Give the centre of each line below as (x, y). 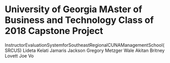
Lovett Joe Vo (19, 56)
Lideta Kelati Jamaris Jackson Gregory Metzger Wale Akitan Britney (94, 50)
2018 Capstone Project (54, 31)
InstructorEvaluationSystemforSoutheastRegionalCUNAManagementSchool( (85, 45)
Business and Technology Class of (79, 20)
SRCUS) (13, 50)
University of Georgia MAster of (74, 9)
